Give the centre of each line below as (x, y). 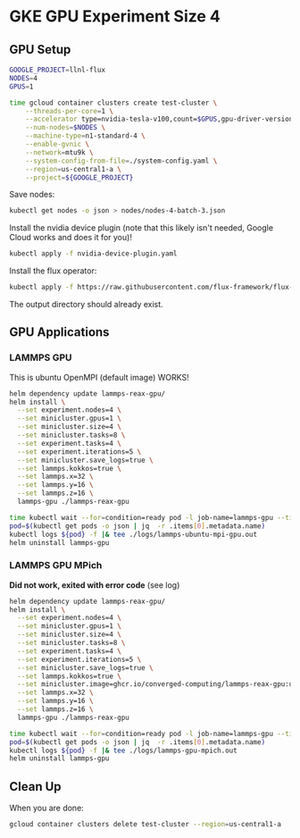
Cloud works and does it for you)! (71, 238)
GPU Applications (59, 332)
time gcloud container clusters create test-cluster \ (113, 103)
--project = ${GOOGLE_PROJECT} (79, 177)
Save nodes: (32, 195)
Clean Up (35, 787)
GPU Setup (40, 50)
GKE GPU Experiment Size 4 (115, 17)
